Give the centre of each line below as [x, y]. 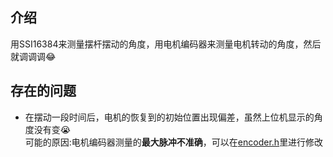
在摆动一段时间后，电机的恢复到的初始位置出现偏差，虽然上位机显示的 [169, 117]
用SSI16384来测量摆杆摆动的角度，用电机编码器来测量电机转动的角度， [157, 44]
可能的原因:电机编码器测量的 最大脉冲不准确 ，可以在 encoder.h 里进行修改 [174, 142]
